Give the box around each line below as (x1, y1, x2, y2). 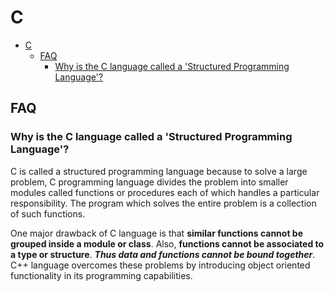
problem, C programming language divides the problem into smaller (10, 176, 289, 188)
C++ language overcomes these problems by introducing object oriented (10, 259, 311, 271)
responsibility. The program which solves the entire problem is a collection (10, 197, 317, 209)
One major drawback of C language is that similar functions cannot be (10, 227, 304, 239)
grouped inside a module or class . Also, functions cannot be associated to (10, 237, 325, 250)
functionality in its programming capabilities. (10, 269, 193, 281)
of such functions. (10, 207, 86, 220)
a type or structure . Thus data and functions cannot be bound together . (10, 248, 316, 260)
